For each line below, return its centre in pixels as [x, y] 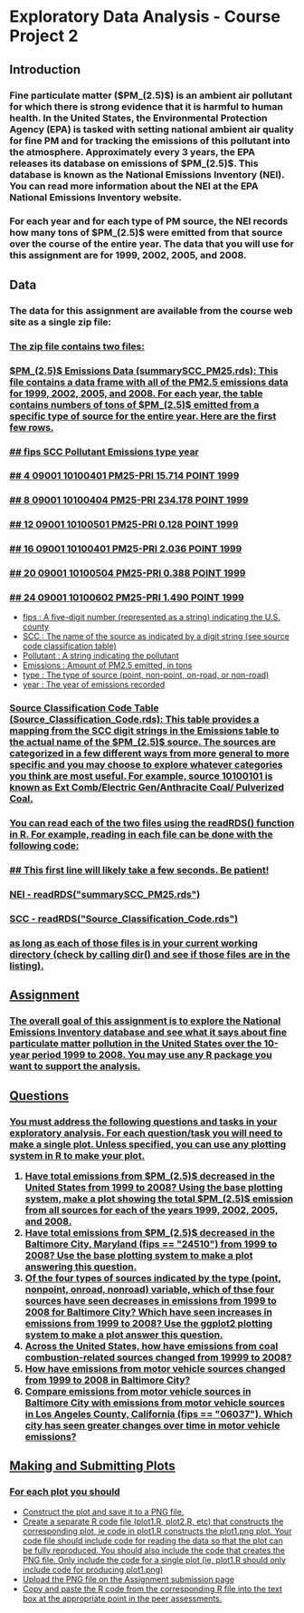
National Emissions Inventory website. [96, 197]
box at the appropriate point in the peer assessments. [122, 1598]
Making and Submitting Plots [92, 1466]
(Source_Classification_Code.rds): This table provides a [134, 720]
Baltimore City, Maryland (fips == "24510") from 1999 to [151, 1244]
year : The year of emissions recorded [94, 685]
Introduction [45, 69]
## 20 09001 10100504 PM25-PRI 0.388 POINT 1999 [128, 573]
